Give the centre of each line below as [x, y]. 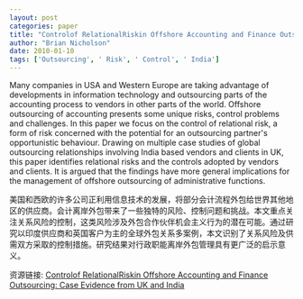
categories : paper [44, 26]
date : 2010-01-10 [42, 51]
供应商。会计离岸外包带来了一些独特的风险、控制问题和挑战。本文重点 [155, 211]
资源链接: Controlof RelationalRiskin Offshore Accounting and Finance [139, 275]
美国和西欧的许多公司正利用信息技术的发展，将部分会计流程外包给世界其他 [147, 199]
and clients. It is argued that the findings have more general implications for [150, 171]
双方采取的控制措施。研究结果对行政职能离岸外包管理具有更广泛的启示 [147, 245]
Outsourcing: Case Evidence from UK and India [97, 285]
